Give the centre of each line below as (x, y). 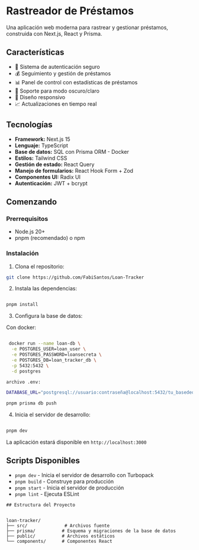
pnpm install (22, 305)
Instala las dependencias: (46, 289)
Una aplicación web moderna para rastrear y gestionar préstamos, (87, 27)
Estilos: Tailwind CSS (41, 158)
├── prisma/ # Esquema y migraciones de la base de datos (91, 531)
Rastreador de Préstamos (70, 11)
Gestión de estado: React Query (54, 164)
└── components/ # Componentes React (59, 541)
